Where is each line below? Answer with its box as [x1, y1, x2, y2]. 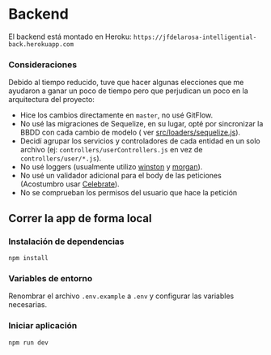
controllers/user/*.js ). [19, 153, 102, 163]
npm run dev [8, 338, 49, 347]
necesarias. [8, 300, 47, 310]
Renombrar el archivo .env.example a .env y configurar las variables [8, 291, 235, 301]
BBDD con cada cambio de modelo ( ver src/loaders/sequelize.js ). [19, 127, 241, 138]
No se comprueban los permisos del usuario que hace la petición [19, 188, 238, 198]
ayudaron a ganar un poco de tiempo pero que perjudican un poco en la [8, 86, 248, 96]
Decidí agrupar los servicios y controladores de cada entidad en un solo [19, 136, 260, 146]
